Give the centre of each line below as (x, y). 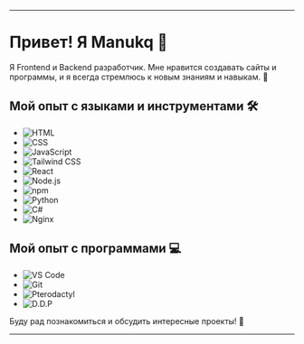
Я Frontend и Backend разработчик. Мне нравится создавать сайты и (143, 67)
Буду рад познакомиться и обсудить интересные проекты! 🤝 (127, 321)
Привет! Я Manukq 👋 (89, 42)
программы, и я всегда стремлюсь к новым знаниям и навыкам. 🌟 (139, 77)
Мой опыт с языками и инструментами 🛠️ (134, 106)
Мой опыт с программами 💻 (95, 249)
